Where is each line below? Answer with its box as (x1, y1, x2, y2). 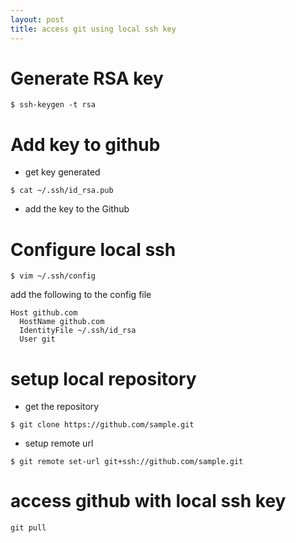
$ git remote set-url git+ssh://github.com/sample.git (10, 457, 244, 467)
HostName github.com (19, 317, 105, 327)
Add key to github (10, 133, 161, 156)
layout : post (10, 14, 65, 25)
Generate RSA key (10, 67, 164, 90)
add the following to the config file (10, 289, 152, 301)
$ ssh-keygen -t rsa (10, 100, 97, 110)
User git (19, 334, 56, 345)
